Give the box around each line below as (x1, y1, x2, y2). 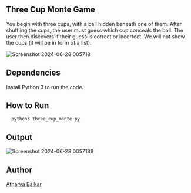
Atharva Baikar (6, 181, 42, 188)
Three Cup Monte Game (6, 5, 96, 15)
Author (6, 165, 32, 175)
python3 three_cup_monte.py (11, 116, 81, 122)
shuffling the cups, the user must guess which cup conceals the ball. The (6, 27, 184, 34)
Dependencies (6, 68, 61, 78)
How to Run (6, 100, 49, 111)
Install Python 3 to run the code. (6, 83, 84, 90)
